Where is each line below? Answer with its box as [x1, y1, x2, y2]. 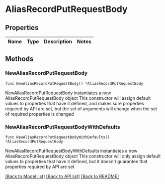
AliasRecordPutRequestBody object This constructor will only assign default [5, 153, 161, 159]
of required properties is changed [5, 111, 74, 117]
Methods [5, 55, 34, 63]
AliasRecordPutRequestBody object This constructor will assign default [5, 95, 151, 101]
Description [44, 38, 72, 45]
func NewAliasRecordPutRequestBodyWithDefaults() [5, 135, 110, 140]
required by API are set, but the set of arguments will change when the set [5, 106, 158, 112]
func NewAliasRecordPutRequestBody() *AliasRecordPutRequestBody [5, 81, 143, 86]
